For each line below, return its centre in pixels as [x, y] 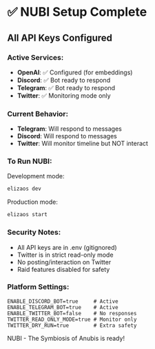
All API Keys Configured [60, 38]
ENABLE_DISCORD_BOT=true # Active [63, 301]
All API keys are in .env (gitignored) [67, 247]
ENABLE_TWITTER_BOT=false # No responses [72, 313]
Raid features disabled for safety [63, 269]
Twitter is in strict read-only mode [65, 255]
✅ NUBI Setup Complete [77, 12]
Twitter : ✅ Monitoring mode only [64, 95]
